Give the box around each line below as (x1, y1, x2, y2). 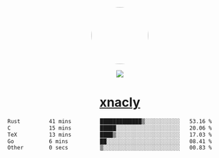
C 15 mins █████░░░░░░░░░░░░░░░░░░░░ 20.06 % (7, 125, 213, 132)
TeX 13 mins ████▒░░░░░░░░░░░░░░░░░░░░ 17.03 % (7, 131, 213, 138)
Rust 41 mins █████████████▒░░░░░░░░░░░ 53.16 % (7, 117, 213, 125)
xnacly (99, 95, 141, 110)
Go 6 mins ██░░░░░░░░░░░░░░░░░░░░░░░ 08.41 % (7, 137, 213, 145)
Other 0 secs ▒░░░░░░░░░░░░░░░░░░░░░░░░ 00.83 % (7, 144, 213, 152)
